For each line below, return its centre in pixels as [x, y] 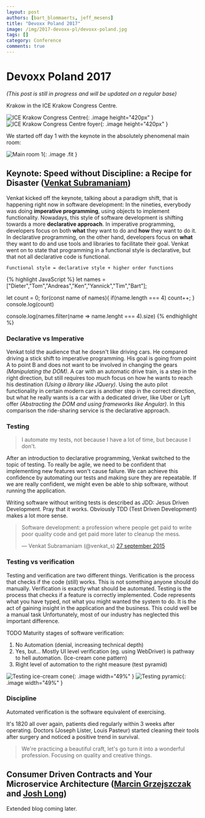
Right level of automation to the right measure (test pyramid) [91, 664]
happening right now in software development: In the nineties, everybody [99, 204]
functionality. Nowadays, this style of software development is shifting [95, 217]
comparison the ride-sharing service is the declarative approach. [88, 410]
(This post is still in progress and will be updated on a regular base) [92, 93]
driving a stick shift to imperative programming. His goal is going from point [102, 358]
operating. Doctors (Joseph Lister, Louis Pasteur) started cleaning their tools [103, 730]
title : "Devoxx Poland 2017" [43, 23]
